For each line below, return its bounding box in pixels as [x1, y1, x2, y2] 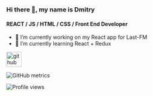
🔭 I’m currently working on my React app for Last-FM [15, 34, 148, 41]
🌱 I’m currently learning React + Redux [15, 40, 111, 47]
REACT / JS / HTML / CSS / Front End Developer [6, 20, 128, 28]
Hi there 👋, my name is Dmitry [6, 5, 95, 14]
